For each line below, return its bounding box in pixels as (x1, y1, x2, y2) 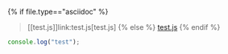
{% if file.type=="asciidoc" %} (7, 7, 109, 16)
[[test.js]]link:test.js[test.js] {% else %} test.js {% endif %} (27, 23, 221, 31)
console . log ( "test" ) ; (7, 38, 81, 46)
